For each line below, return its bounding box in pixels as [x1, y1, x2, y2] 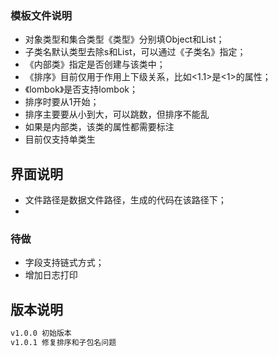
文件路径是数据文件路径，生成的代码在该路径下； [24, 194, 227, 206]
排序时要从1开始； [24, 96, 100, 108]
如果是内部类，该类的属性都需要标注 [24, 121, 175, 133]
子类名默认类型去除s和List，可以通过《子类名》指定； [24, 46, 247, 58]
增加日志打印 [24, 269, 78, 281]
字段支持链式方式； [24, 257, 105, 269]
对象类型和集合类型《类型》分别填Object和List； [24, 33, 225, 46]
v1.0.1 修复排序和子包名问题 [10, 338, 117, 348]
